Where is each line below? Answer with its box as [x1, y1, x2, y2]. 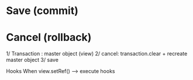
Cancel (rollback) [6, 31, 92, 44]
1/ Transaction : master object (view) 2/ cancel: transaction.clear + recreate [6, 50, 188, 57]
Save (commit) [6, 4, 79, 18]
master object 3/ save [6, 57, 58, 64]
